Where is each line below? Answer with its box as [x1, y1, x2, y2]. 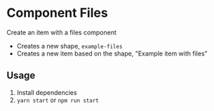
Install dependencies [16, 88, 78, 96]
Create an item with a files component [6, 28, 117, 37]
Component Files [6, 5, 108, 21]
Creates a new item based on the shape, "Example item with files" [16, 49, 208, 58]
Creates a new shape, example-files [16, 41, 123, 50]
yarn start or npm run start [16, 96, 100, 104]
